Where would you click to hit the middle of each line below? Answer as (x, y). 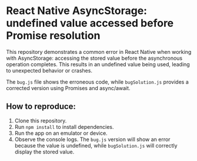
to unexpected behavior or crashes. (49, 70)
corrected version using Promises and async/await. (68, 88)
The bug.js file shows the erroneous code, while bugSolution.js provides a (98, 82)
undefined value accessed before (90, 23)
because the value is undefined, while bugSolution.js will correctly (96, 145)
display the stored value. (44, 152)
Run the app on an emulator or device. (61, 133)
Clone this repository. (41, 121)
